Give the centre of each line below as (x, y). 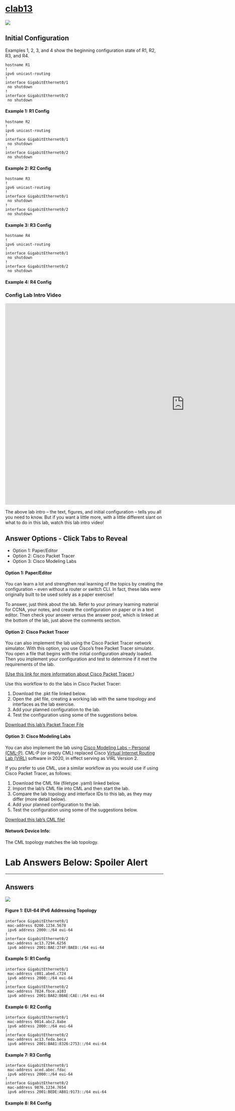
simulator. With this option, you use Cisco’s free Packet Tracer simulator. (80, 648)
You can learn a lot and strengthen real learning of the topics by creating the (84, 584)
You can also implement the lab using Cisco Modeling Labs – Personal (78, 747)
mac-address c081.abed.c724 (37, 974)
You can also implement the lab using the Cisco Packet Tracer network (78, 643)
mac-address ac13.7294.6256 (37, 943)
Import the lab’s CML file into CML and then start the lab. (71, 788)
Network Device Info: (28, 831)
